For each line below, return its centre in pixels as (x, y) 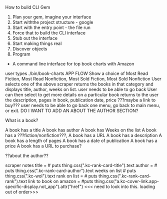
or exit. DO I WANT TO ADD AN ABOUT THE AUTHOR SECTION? (72, 110)
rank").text (16, 181)
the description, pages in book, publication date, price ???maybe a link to (80, 100)
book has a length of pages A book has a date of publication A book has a (81, 140)
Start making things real (37, 43)
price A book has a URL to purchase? (43, 146)
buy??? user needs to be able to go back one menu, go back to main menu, (83, 105)
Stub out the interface (35, 38)
